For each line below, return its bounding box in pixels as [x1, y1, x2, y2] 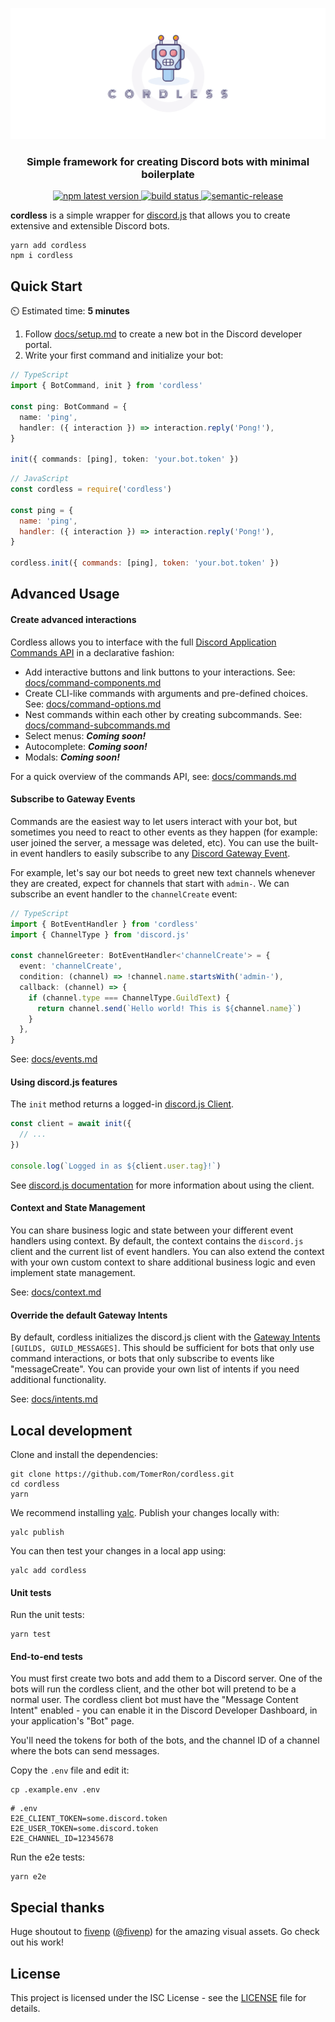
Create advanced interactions [10, 614, 137, 625]
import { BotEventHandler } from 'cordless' [10, 919, 199, 929]
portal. [24, 339, 53, 351]
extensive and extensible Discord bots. [10, 220, 170, 232]
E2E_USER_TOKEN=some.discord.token [10, 1824, 159, 1834]
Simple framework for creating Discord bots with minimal [26, 155, 310, 169]
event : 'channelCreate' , [19, 961, 123, 972]
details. [10, 2003, 41, 2015]
